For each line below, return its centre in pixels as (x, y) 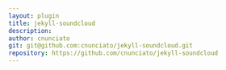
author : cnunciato (39, 38)
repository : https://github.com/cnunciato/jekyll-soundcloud (113, 53)
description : (30, 31)
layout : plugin (34, 16)
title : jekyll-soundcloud (52, 23)
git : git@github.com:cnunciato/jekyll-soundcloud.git (101, 46)
